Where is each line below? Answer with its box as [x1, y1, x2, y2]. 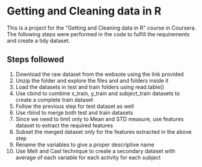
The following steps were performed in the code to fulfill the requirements [7, 30, 190, 37]
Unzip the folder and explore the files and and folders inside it [15, 77, 169, 84]
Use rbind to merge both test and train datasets [15, 109, 133, 116]
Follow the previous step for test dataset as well [15, 102, 134, 110]
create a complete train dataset [15, 96, 94, 103]
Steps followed [7, 54, 64, 65]
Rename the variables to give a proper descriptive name [15, 140, 155, 148]
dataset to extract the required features [15, 122, 114, 129]
